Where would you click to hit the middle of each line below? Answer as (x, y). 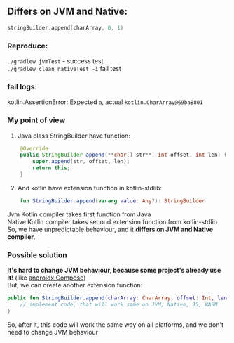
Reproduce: (28, 46)
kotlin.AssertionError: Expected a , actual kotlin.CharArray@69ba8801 (105, 102)
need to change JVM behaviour (53, 332)
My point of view (36, 120)
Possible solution (37, 254)
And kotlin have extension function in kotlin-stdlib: (90, 188)
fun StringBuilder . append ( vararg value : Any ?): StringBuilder (112, 201)
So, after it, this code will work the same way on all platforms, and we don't (116, 324)
